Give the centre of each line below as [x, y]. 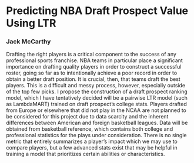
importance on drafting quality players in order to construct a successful [94, 67]
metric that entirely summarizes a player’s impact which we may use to [92, 141]
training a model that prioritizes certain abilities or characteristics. [86, 154]
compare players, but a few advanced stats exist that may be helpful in [92, 148]
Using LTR [31, 23]
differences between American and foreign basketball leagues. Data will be [97, 123]
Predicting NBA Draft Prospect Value [97, 11]
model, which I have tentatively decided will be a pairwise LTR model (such [97, 98]
